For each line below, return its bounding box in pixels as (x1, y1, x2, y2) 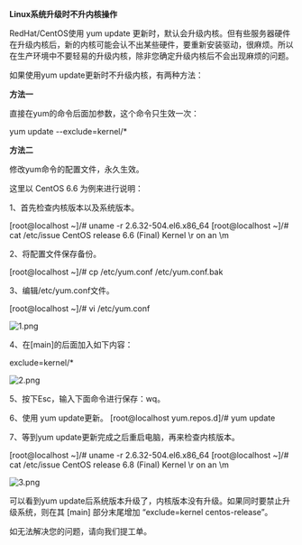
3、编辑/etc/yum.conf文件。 (9, 285, 114, 296)
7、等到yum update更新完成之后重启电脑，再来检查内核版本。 (9, 432, 241, 442)
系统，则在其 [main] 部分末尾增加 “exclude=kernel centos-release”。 (16, 507, 273, 517)
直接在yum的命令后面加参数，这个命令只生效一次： (9, 108, 200, 118)
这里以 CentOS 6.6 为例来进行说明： (9, 183, 144, 193)
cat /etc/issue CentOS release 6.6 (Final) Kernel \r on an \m (9, 230, 230, 240)
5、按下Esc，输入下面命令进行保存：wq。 (9, 393, 165, 404)
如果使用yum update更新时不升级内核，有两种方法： (9, 69, 205, 80)
